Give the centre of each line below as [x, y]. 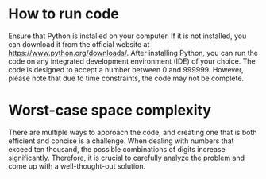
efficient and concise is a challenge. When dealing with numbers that [121, 141]
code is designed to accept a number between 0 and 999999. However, [126, 69]
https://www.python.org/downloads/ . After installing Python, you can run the [133, 53]
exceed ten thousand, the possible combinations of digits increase [117, 149]
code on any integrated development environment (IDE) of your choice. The [132, 61]
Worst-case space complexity [110, 110]
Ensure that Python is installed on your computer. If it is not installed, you [127, 36]
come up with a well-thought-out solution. [77, 166]
